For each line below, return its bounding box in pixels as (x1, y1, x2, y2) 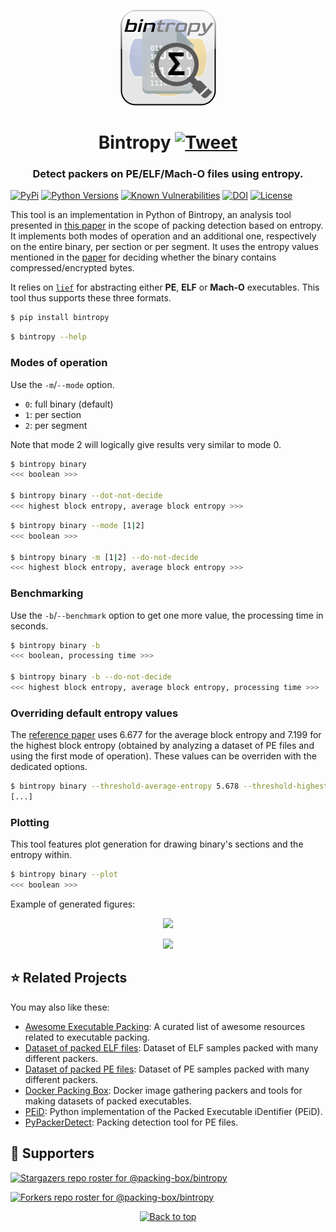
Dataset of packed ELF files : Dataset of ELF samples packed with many (24, 1041, 319, 1054)
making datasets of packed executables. (24, 1095, 192, 1107)
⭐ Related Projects (10, 970, 128, 987)
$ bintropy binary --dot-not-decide (10, 491, 163, 501)
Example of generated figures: (10, 898, 136, 910)
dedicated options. (10, 761, 88, 773)
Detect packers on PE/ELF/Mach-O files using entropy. (32, 167, 304, 181)
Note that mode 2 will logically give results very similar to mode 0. (10, 438, 282, 450)
